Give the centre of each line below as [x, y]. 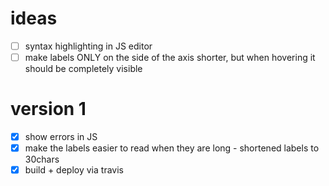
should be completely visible [83, 69]
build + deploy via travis [74, 170]
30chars [42, 159]
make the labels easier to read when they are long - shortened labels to [172, 148]
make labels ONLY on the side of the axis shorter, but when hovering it [170, 57]
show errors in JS [61, 136]
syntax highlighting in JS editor [88, 46]
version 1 [48, 109]
